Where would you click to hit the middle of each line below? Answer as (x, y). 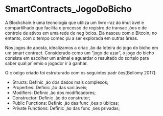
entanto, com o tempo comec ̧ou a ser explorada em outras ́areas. (72, 38)
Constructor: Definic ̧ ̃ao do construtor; (51, 98)
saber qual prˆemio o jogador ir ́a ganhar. (47, 63)
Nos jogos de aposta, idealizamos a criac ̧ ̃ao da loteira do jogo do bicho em (81, 47)
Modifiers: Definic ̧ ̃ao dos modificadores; (54, 93)
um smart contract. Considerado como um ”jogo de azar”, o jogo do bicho (80, 53)
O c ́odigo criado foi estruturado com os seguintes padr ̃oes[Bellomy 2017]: (81, 72)
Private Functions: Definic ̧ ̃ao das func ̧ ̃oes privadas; (66, 108)
